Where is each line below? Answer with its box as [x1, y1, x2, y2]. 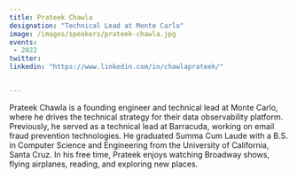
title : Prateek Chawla [9, 12, 93, 22]
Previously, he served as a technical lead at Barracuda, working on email [9, 120, 275, 131]
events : [9, 37, 38, 47]
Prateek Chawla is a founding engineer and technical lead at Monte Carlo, [9, 102, 278, 112]
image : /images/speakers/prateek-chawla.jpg [9, 29, 176, 38]
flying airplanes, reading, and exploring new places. [9, 159, 199, 169]
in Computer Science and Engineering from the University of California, [9, 139, 270, 151]
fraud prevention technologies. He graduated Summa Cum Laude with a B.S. [9, 130, 288, 141]
